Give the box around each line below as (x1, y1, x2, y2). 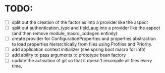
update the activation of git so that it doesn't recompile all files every (11, 58, 152, 64)
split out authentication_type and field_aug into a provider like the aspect (11, 25, 161, 31)
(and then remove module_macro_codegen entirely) (11, 31, 118, 36)
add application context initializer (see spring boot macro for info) (11, 46, 146, 52)
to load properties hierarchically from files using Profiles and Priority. (11, 41, 153, 47)
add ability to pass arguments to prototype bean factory (11, 52, 126, 58)
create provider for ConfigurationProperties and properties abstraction (11, 36, 156, 42)
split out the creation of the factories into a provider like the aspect (11, 19, 148, 25)
